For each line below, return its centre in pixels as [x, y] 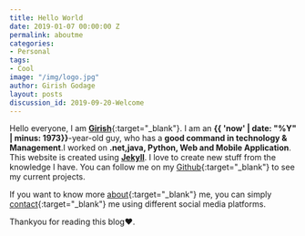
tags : [20, 60]
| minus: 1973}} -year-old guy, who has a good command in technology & [148, 139]
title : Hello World [46, 18]
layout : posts [36, 94]
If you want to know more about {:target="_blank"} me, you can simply [141, 195]
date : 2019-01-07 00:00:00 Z [65, 26]
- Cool [22, 69]
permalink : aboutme [46, 35]
